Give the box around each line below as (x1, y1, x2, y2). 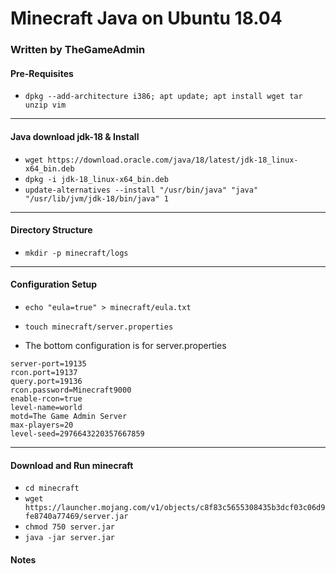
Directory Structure (10, 224, 93, 236)
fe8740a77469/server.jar (24, 512, 129, 522)
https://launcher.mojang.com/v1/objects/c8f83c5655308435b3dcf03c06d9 (24, 503, 326, 513)
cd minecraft (24, 483, 80, 494)
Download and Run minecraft (10, 459, 134, 471)
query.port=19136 (10, 376, 83, 386)
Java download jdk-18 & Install (10, 130, 140, 142)
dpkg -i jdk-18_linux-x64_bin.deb (24, 174, 169, 184)
